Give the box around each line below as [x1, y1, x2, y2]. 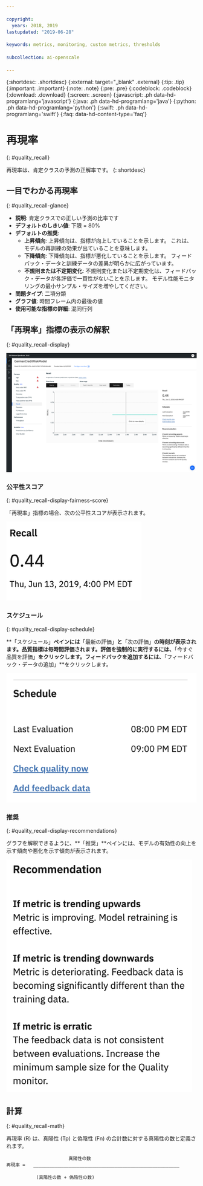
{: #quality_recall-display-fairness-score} [6, 497, 109, 504]
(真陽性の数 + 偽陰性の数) [36, 1175, 95, 1181]
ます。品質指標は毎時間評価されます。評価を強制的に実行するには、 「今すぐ [6, 645, 193, 653]
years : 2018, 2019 [11, 22, 59, 28]
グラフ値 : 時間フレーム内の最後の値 [14, 298, 103, 305]
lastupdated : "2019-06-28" [6, 29, 74, 35]
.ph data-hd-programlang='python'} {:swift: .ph [6, 103, 124, 111]
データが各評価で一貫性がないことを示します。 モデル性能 [34, 275, 179, 282]
